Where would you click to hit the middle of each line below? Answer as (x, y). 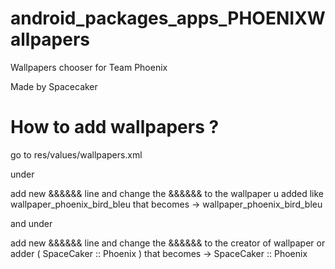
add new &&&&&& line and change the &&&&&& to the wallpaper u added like (167, 193)
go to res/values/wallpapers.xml (76, 154)
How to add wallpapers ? (115, 127)
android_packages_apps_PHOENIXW (168, 18)
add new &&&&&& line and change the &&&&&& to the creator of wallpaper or (168, 243)
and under (31, 223)
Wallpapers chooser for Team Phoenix (89, 67)
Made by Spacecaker (54, 86)
